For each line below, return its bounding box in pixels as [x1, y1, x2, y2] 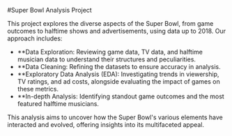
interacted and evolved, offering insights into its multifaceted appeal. [7, 121, 204, 128]
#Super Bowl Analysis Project [7, 6, 92, 14]
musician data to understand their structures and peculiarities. [17, 55, 196, 63]
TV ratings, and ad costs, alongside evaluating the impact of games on [17, 77, 221, 86]
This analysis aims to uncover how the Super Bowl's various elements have [7, 113, 223, 121]
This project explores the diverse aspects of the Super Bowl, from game [7, 20, 214, 27]
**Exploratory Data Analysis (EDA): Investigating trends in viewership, [17, 70, 219, 78]
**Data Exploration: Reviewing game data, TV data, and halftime [17, 48, 203, 56]
